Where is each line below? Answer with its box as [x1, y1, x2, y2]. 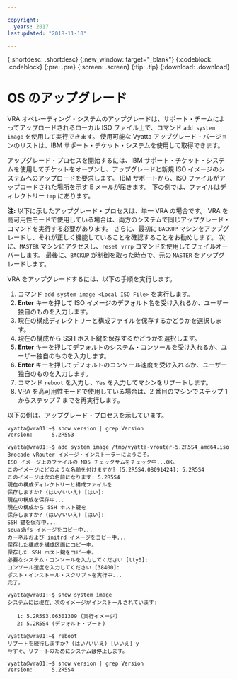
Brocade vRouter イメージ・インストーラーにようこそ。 [7, 451, 154, 459]
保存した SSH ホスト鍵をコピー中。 [7, 549, 98, 557]
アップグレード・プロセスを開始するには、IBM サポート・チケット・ [7, 156, 207, 165]
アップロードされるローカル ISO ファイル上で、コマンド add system [19, 123, 216, 132]
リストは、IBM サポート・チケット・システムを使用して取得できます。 [19, 141, 224, 149]
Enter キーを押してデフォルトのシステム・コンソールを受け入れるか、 [17, 343, 221, 351]
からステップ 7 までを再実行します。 [17, 396, 124, 404]
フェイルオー [190, 242, 229, 251]
